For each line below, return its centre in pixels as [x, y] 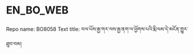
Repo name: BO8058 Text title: [43, 29]
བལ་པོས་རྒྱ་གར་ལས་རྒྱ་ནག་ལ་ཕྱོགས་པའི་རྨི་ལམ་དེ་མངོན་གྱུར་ [135, 29]
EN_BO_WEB [38, 10]
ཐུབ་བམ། [14, 43]
